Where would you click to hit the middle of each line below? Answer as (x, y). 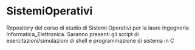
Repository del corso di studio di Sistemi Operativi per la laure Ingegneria (98, 28)
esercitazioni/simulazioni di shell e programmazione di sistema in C (90, 40)
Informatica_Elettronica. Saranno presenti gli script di (73, 34)
